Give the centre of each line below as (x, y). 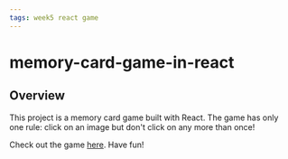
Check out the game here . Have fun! (77, 145)
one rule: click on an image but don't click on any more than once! (132, 126)
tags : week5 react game (54, 18)
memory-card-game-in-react (122, 62)
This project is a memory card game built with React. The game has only (144, 117)
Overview (37, 96)
